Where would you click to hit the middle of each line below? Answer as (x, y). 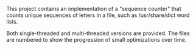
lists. (12, 21)
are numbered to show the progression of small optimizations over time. (96, 40)
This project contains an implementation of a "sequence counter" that (94, 9)
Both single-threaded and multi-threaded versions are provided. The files (98, 33)
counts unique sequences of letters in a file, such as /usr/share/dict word (98, 15)
